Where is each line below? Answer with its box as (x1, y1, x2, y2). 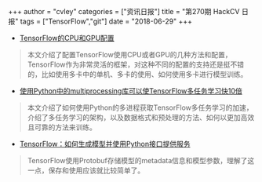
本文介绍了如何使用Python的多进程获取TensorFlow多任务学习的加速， (27, 103, 253, 112)
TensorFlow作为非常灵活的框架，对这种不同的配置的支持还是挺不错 (27, 60, 245, 69)
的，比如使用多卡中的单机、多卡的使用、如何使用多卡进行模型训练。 (27, 70, 248, 78)
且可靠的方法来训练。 (27, 122, 96, 132)
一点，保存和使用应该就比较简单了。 (27, 166, 145, 175)
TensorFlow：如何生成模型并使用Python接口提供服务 (19, 140, 191, 148)
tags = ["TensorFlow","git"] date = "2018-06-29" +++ (20, 16, 193, 26)
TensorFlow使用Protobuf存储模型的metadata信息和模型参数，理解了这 (27, 156, 255, 165)
